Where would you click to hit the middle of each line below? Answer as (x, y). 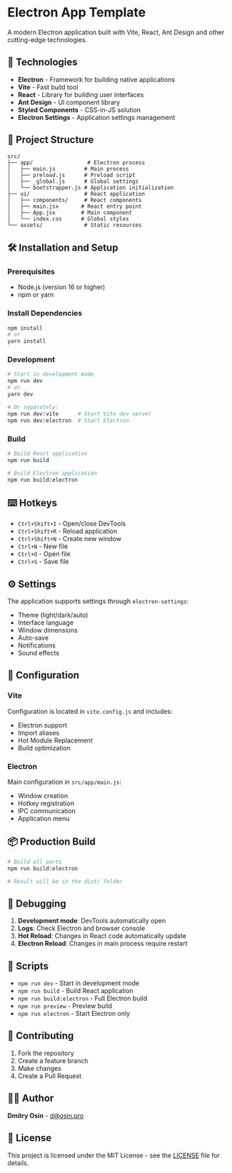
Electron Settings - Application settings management (96, 117)
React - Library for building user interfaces (81, 94)
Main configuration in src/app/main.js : (64, 782)
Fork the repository (46, 1053)
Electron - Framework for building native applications (96, 79)
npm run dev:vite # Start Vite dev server (80, 414)
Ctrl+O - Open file (44, 554)
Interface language (45, 623)
